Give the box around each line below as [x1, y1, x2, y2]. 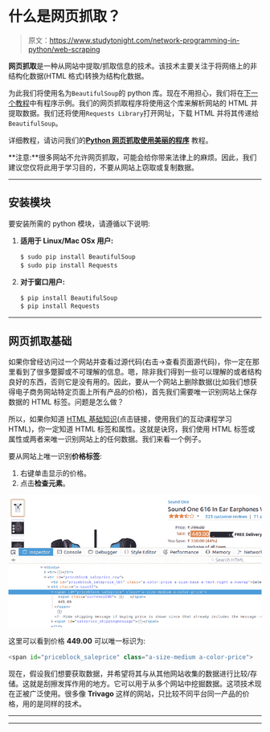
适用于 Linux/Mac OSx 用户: [19, 235, 114, 245]
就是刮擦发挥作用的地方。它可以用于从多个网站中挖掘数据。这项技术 [29, 679, 255, 689]
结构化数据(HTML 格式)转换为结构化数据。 [8, 71, 149, 80]
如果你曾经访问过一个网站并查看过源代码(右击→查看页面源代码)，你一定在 [8, 357, 253, 366]
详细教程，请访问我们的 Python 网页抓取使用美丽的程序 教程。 [8, 135, 213, 145]
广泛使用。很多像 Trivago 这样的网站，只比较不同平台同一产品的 [29, 689, 243, 699]
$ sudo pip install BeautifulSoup [19, 252, 136, 261]
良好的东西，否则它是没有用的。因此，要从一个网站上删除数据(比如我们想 [8, 377, 251, 386]
